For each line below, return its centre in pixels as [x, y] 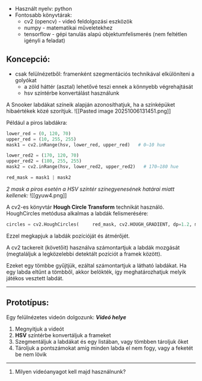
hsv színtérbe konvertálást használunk [72, 93]
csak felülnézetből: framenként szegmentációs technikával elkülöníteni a [105, 74]
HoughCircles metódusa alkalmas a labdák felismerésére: [77, 213]
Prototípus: [28, 303]
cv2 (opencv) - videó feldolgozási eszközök [78, 21]
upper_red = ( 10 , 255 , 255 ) [41, 139]
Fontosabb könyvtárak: [43, 15]
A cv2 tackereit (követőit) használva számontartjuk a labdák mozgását [93, 247]
